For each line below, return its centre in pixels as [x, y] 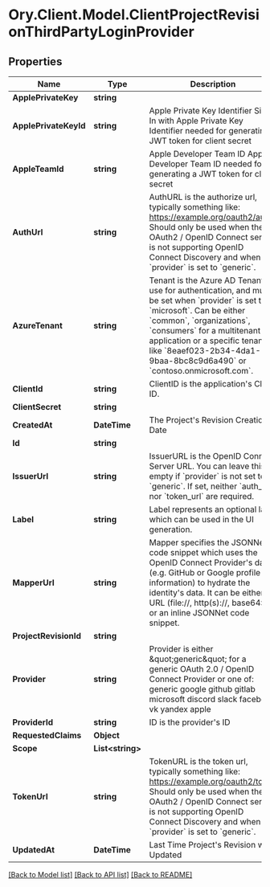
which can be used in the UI [202, 519]
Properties [35, 61]
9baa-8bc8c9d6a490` [193, 361]
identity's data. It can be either [207, 593]
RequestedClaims [47, 735]
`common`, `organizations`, [200, 321]
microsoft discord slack [193, 699]
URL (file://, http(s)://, [190, 603]
